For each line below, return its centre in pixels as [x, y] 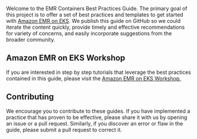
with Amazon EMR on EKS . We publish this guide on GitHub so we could [94, 21]
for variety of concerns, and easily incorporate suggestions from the [89, 33]
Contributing [30, 97]
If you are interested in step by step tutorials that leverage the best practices [98, 72]
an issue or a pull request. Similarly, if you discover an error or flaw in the [95, 123]
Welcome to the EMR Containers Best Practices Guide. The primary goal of [97, 9]
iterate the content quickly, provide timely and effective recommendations [96, 27]
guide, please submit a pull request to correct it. [64, 130]
